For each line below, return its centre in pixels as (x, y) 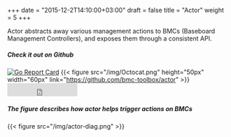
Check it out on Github (41, 55)
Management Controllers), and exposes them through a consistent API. (110, 38)
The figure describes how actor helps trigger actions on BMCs (100, 108)
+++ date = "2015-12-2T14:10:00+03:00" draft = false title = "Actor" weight (115, 10)
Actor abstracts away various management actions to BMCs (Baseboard (111, 31)
